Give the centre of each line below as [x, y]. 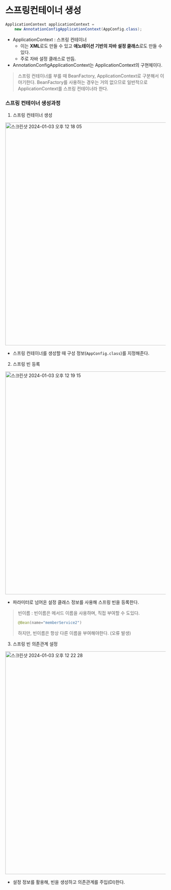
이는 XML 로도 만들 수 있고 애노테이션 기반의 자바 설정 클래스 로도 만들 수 [91, 46]
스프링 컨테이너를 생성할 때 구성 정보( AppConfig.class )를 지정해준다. [81, 353]
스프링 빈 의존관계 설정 [35, 644]
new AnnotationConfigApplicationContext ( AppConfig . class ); [78, 29]
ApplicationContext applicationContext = [50, 24]
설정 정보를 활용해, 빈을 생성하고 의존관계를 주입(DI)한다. [69, 882]
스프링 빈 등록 [26, 364]
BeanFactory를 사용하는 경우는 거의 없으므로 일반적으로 [92, 82]
